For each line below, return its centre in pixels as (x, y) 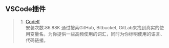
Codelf (33, 21)
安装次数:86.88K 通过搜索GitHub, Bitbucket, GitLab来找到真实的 (92, 27)
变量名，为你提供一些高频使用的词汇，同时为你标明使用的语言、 (97, 34)
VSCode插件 (26, 9)
